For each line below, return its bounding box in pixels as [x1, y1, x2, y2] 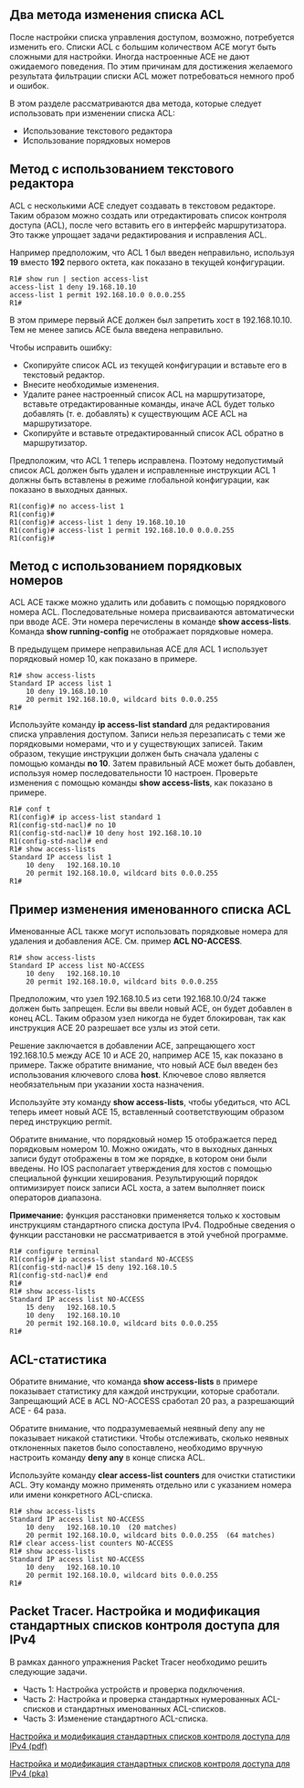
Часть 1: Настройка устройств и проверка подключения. [22, 1684, 245, 1695]
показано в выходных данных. [9, 484, 128, 495]
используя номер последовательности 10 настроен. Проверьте [9, 768, 258, 779]
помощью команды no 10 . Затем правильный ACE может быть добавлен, [9, 758, 296, 769]
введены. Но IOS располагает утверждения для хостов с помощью [9, 1163, 272, 1174]
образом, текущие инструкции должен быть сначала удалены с [9, 749, 259, 760]
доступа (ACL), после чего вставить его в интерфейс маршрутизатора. [9, 219, 288, 230]
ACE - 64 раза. [9, 1405, 67, 1416]
